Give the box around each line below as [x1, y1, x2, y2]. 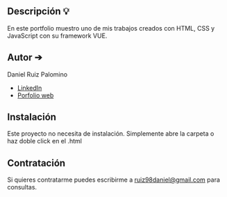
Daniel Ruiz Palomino [7, 70, 68, 79]
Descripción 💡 [7, 6, 70, 17]
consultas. [7, 183, 37, 191]
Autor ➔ [7, 52, 43, 63]
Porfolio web [17, 90, 54, 100]
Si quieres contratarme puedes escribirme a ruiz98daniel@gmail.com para [7, 175, 221, 184]
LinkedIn [17, 84, 42, 92]
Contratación [7, 157, 66, 169]
